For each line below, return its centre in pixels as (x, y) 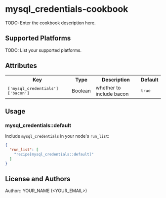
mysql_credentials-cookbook (67, 9)
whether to (108, 87)
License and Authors (38, 179)
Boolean (81, 91)
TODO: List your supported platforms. (43, 50)
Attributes (21, 66)
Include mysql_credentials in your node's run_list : (57, 136)
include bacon (112, 94)
